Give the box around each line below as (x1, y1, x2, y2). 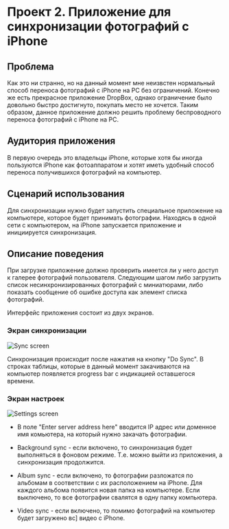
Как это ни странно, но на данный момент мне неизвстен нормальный (7, 79, 215, 87)
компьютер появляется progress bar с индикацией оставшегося (7, 369, 195, 378)
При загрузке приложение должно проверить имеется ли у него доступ (7, 266, 219, 275)
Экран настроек (7, 394, 65, 403)
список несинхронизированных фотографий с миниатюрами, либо (7, 281, 204, 289)
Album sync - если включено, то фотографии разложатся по (16, 471, 193, 480)
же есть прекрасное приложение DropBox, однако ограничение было (7, 93, 213, 102)
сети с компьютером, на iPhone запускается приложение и (7, 221, 182, 229)
